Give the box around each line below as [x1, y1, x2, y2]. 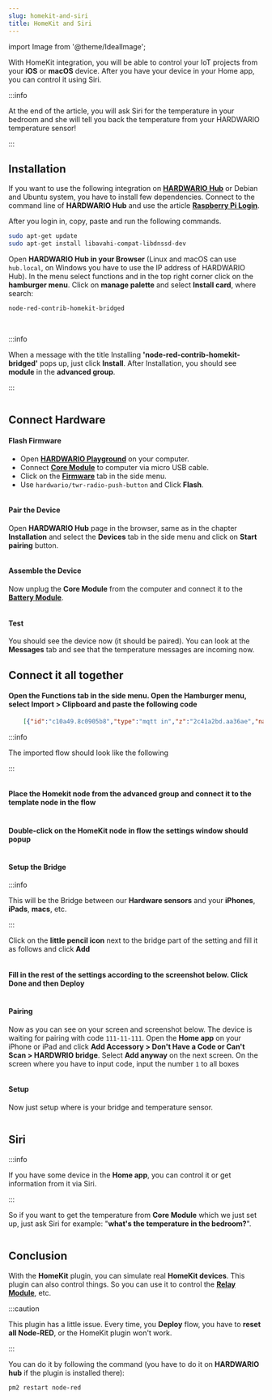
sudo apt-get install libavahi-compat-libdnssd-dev [8, 240, 186, 248]
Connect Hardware [8, 414, 106, 427]
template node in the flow [8, 798, 96, 808]
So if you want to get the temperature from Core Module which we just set [8, 1210, 257, 1220]
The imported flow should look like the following [8, 748, 168, 757]
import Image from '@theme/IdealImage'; [8, 41, 146, 51]
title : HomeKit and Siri [8, 19, 92, 28]
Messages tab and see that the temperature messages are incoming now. [8, 645, 255, 655]
